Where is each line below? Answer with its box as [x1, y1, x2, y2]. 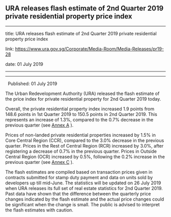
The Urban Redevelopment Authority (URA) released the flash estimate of [5, 90, 160, 97]
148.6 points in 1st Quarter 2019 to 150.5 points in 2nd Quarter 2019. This [5, 111, 158, 117]
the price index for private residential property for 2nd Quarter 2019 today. [5, 95, 161, 102]
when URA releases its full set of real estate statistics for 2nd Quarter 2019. [5, 185, 163, 191]
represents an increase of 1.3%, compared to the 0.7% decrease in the [5, 116, 154, 123]
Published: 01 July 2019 [7, 80, 58, 86]
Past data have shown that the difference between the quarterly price [5, 190, 151, 197]
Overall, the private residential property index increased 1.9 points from [5, 106, 155, 112]
